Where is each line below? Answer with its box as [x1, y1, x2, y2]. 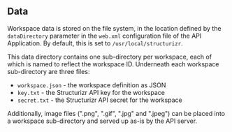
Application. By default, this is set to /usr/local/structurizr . [7, 38, 183, 47]
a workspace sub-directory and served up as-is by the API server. [7, 117, 198, 125]
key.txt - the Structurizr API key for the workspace [17, 88, 166, 96]
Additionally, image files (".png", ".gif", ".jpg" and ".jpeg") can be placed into [7, 109, 226, 117]
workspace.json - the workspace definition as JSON [17, 80, 166, 89]
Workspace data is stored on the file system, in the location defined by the [7, 24, 222, 32]
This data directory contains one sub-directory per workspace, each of [7, 52, 212, 61]
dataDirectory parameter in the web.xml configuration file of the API [7, 31, 202, 40]
